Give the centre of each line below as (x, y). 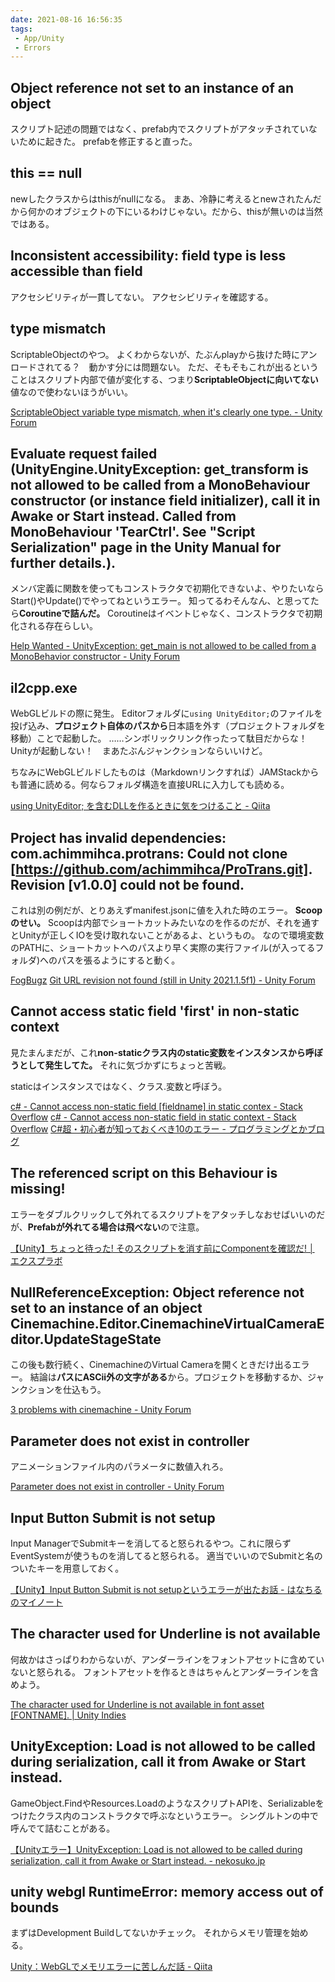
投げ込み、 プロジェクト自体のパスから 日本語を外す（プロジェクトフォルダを (168, 726)
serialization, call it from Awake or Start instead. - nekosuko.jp (138, 1860)
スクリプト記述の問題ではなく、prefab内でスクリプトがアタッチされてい (159, 129)
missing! (38, 1189)
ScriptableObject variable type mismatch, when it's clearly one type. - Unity (166, 412)
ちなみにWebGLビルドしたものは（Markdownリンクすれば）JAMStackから (165, 772)
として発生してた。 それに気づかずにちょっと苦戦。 (125, 1065)
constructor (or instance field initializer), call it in (165, 500)
